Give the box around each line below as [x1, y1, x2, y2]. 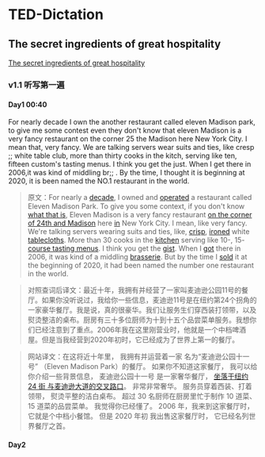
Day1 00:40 [8, 99, 47, 109]
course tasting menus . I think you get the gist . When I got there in [27, 244, 241, 253]
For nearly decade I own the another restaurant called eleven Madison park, [8, 117, 256, 127]
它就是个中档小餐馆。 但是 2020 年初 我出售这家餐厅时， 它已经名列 [27, 411, 249, 421]
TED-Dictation [8, 6, 104, 24]
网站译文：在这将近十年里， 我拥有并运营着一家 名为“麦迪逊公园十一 [27, 351, 250, 362]
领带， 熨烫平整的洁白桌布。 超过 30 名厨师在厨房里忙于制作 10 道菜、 [27, 391, 257, 401]
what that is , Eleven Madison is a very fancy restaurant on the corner [27, 210, 252, 220]
